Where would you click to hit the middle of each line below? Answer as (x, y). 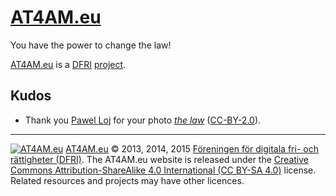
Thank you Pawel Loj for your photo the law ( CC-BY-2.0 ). (143, 120)
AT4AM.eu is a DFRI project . (68, 64)
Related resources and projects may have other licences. (127, 180)
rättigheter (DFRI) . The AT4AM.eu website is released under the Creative (159, 159)
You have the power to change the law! (91, 45)
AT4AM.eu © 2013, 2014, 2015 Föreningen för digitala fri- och (192, 148)
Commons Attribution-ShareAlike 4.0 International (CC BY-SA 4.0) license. (163, 170)
